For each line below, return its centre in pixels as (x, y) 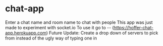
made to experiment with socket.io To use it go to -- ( (59, 27)
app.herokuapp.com (26, 33)
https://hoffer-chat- (134, 27)
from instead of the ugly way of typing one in (51, 38)
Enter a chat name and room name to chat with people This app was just (79, 22)
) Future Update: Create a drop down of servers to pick (102, 33)
